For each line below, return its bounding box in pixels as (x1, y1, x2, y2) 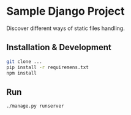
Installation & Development (6, 42, 111, 53)
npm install (6, 70, 37, 76)
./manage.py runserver (6, 103, 64, 109)
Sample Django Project (6, 4, 125, 18)
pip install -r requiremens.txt (6, 64, 89, 70)
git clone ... (6, 58, 43, 65)
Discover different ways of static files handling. (6, 24, 125, 32)
